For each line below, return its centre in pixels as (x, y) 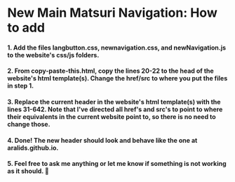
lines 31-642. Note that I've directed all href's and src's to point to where (115, 109)
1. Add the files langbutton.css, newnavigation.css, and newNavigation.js (117, 48)
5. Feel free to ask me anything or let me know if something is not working (117, 164)
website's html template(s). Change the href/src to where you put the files (117, 78)
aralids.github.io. (33, 148)
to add (26, 28)
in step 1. (20, 86)
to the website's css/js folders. (53, 55)
